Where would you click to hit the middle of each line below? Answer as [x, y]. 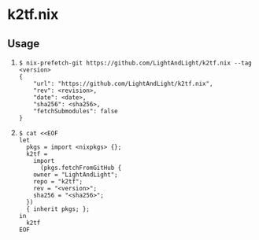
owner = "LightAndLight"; [76, 175]
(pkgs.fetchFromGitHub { [81, 168]
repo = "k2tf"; [58, 182]
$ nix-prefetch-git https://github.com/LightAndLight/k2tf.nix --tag [135, 63]
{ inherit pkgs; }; [58, 209]
